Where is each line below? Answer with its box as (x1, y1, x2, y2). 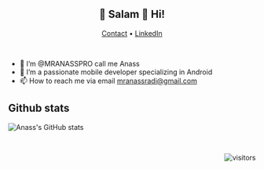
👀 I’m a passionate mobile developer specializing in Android (19, 67, 213, 77)
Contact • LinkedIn (101, 28, 163, 38)
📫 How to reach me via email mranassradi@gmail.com (19, 76, 198, 85)
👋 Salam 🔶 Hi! (99, 8, 165, 21)
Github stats (8, 102, 70, 115)
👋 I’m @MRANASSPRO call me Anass (19, 59, 140, 68)
